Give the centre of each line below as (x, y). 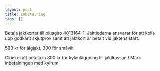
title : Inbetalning (25, 14)
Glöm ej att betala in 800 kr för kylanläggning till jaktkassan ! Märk (73, 58)
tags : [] (14, 19)
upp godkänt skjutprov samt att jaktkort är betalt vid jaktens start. (72, 38)
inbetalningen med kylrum (32, 63)
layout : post (19, 10)
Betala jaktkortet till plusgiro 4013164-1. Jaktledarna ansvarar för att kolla (80, 33)
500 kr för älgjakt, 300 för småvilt (39, 48)
